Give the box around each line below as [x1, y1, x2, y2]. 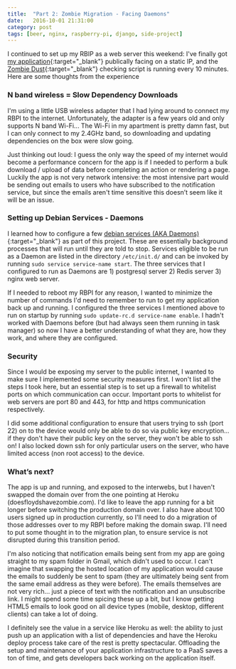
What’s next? [7, 467, 55, 477]
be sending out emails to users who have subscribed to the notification [7, 180, 215, 189]
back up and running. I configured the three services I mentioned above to [7, 303, 225, 312]
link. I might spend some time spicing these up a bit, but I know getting [7, 594, 215, 604]
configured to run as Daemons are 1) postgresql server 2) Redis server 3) [7, 267, 222, 276]
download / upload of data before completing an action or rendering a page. [7, 165, 230, 174]
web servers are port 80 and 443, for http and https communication [7, 398, 206, 406]
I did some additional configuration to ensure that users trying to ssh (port [7, 419, 224, 428]
